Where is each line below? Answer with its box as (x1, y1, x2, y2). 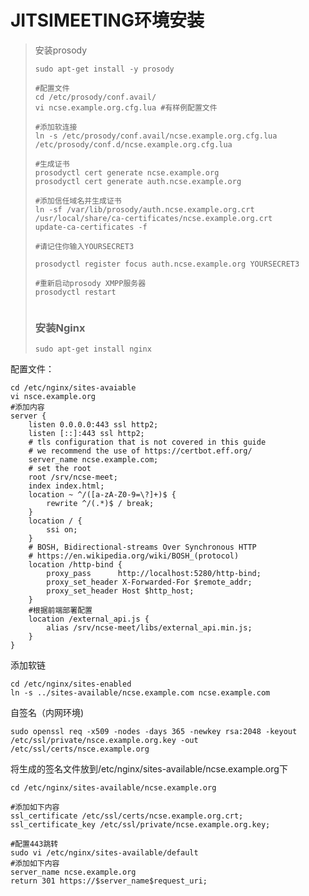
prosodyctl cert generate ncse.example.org (34, 167, 220, 178)
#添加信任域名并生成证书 (34, 196, 122, 206)
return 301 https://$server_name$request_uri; (10, 876, 208, 886)
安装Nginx (34, 321, 86, 335)
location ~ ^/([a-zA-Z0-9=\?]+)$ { (28, 490, 177, 500)
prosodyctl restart (34, 287, 117, 297)
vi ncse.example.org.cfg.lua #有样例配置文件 (34, 102, 218, 113)
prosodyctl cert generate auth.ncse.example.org (34, 176, 242, 186)
